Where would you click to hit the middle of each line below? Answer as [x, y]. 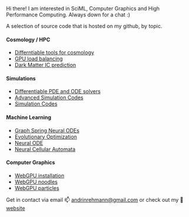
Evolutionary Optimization [46, 137]
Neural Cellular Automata [45, 149]
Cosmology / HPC [28, 39]
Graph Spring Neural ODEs [47, 130]
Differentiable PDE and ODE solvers [58, 91]
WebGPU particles [37, 188]
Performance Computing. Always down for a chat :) [68, 15]
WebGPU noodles [36, 182]
